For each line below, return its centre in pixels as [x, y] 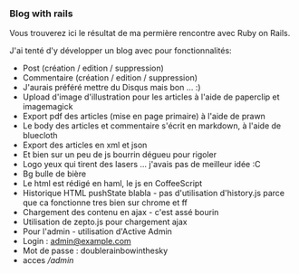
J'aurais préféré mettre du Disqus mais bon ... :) [111, 88]
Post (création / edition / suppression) [93, 68]
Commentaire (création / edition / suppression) [110, 78]
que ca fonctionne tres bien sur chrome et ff [105, 203]
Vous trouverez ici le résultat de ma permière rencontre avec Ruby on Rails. [150, 33]
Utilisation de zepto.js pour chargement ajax [105, 222]
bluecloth [40, 136]
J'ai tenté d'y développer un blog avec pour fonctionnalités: [121, 51]
